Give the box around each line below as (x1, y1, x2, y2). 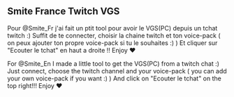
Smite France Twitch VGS (7, 6, 120, 17)
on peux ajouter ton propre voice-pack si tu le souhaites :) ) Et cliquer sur (7, 38, 218, 47)
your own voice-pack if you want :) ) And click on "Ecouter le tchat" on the (7, 74, 221, 82)
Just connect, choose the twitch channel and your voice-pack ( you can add (7, 67, 227, 75)
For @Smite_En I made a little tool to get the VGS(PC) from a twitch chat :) (7, 59, 220, 68)
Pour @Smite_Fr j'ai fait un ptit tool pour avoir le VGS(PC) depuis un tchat (7, 24, 218, 32)
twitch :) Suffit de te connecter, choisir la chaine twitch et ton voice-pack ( (7, 31, 221, 39)
